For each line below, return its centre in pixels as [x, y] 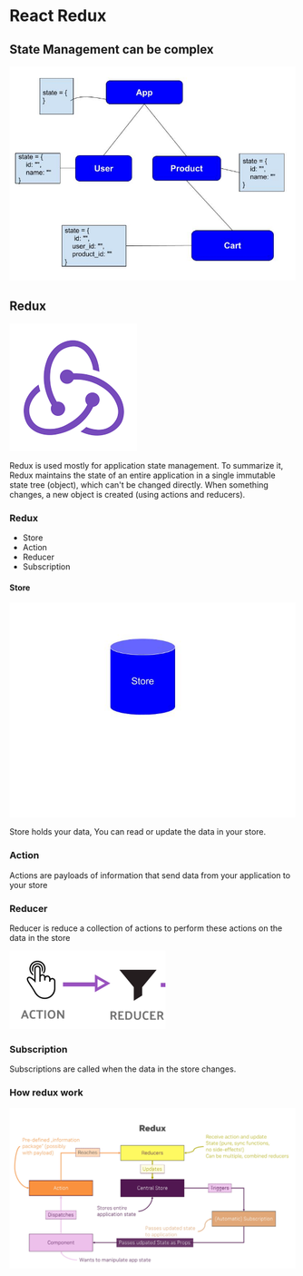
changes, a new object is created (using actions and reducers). [127, 494]
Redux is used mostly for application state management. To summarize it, [147, 465]
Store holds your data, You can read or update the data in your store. [138, 832]
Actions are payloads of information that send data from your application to [150, 875]
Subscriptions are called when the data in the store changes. [123, 1069]
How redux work [46, 1093]
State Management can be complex [112, 49]
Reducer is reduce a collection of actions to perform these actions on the [146, 928]
